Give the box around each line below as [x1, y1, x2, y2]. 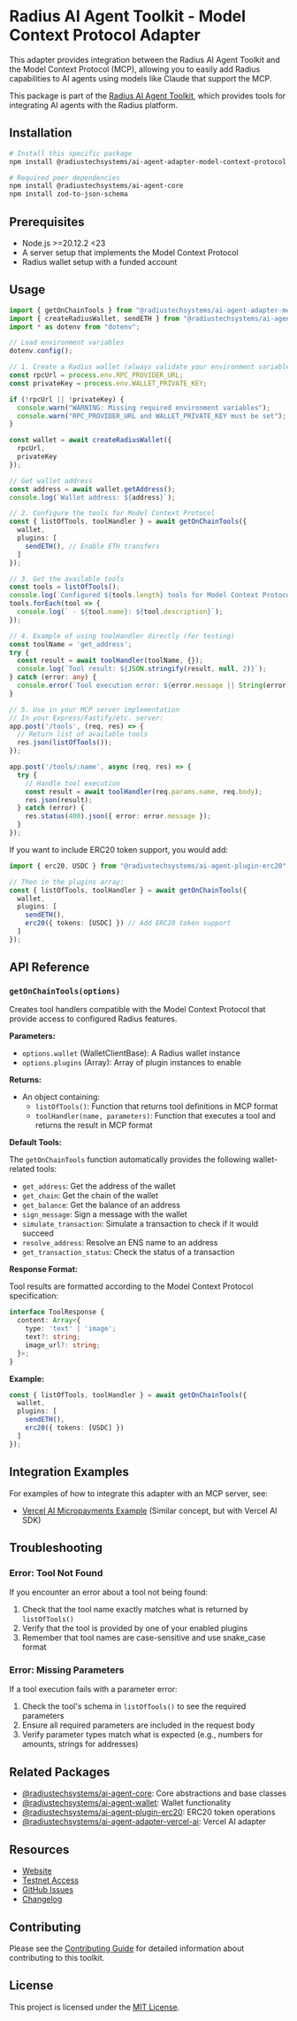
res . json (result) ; [25, 795, 93, 804]
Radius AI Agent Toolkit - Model [9, 6, 246, 27]
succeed [21, 1228, 55, 1238]
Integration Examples [9, 1464, 130, 1479]
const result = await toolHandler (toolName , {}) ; [17, 656, 203, 666]
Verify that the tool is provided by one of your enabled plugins [21, 1623, 248, 1634]
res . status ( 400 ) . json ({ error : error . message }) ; [25, 812, 212, 821]
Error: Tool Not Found [9, 1566, 103, 1579]
